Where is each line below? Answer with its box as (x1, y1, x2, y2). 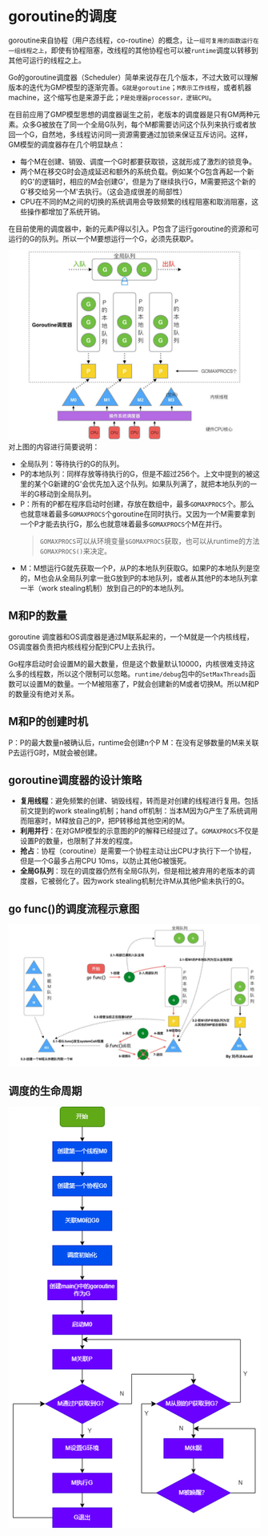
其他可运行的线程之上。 (8, 55, 86, 65)
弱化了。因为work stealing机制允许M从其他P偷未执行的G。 (54, 876, 250, 886)
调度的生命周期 (8, 1084, 82, 1098)
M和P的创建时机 (8, 715, 89, 728)
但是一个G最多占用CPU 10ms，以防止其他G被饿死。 (19, 856, 191, 866)
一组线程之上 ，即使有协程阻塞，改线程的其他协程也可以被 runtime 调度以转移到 (8, 45, 258, 55)
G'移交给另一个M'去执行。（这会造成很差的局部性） (19, 186, 187, 197)
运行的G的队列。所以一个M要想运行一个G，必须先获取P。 (8, 233, 198, 243)
